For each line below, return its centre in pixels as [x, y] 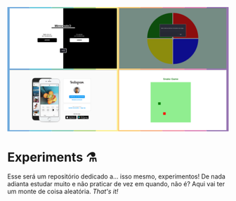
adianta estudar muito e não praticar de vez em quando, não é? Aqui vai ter [116, 184]
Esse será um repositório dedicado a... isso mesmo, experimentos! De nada [117, 176]
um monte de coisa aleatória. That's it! [63, 192]
